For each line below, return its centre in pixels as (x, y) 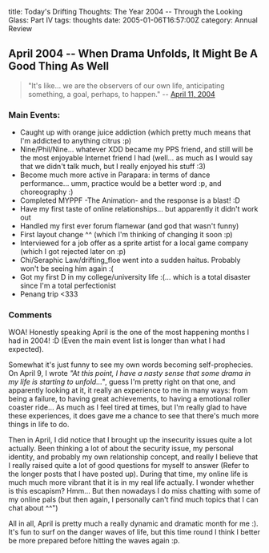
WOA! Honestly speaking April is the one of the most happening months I (129, 333)
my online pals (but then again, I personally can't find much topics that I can (133, 499)
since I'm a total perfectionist (68, 286)
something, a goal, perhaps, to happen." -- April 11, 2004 (122, 94)
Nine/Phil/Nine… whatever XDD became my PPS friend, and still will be (137, 149)
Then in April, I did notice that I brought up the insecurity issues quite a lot (130, 440)
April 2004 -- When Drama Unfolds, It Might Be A (133, 54)
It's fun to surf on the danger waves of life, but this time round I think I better (134, 532)
